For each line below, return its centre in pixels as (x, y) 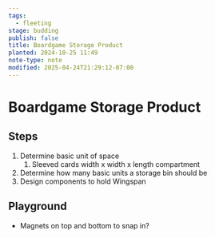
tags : (17, 16)
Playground (38, 206)
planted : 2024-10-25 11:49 (53, 53)
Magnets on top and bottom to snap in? (84, 225)
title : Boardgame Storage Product (66, 46)
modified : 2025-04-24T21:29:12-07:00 (71, 68)
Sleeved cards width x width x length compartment (115, 164)
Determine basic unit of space (70, 156)
